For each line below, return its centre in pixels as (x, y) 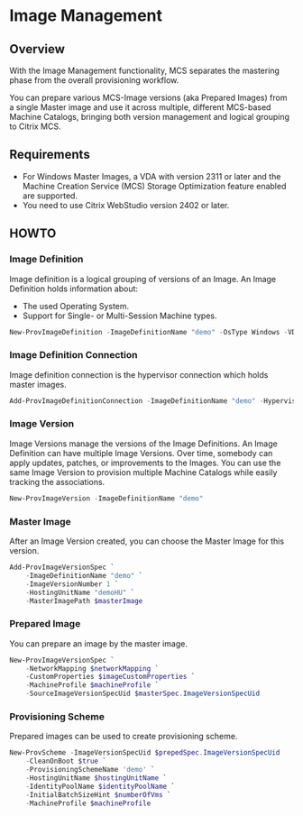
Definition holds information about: (73, 289)
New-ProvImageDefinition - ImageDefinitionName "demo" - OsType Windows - (149, 332)
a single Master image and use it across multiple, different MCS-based (140, 107)
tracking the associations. (57, 481)
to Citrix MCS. (35, 126)
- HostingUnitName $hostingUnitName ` (96, 778)
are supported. (50, 196)
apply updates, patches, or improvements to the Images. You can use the (145, 463)
